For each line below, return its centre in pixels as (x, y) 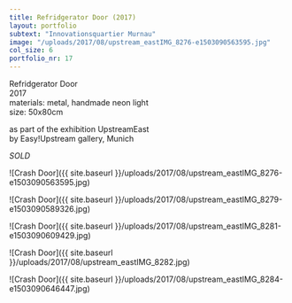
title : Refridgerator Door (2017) (73, 17)
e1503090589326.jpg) (50, 209)
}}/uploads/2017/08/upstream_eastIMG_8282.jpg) (100, 262)
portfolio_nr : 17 (41, 58)
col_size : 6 (31, 50)
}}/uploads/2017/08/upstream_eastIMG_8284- (199, 279)
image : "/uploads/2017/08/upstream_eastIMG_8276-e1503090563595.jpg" (140, 42)
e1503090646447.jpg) (50, 288)
